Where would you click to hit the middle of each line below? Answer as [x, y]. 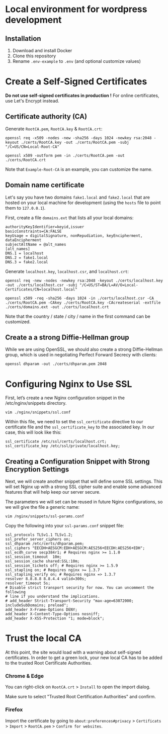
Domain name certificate [45, 185]
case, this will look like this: [33, 432]
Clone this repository [34, 56]
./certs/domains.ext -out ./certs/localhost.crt [57, 307]
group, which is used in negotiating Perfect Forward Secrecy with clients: [81, 355]
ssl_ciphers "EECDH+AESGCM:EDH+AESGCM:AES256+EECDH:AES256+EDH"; [75, 548]
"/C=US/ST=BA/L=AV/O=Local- [109, 285]
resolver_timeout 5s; [28, 583]
